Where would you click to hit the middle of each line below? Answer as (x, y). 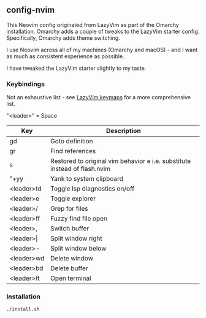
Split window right (76, 238)
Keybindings (25, 84)
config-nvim (31, 10)
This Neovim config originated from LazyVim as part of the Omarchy (93, 25)
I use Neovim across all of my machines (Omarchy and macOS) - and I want (102, 50)
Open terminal (71, 278)
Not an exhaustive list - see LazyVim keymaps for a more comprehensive (99, 97)
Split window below (78, 249)
